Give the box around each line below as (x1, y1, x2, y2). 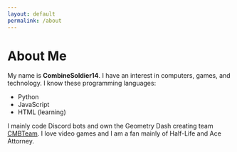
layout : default (7, 10, 56, 18)
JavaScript (17, 101, 50, 109)
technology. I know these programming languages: (7, 79, 157, 88)
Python (17, 93, 39, 101)
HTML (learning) (17, 108, 66, 116)
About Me (7, 48, 67, 64)
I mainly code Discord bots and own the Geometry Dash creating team (7, 122, 214, 131)
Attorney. (7, 137, 34, 146)
